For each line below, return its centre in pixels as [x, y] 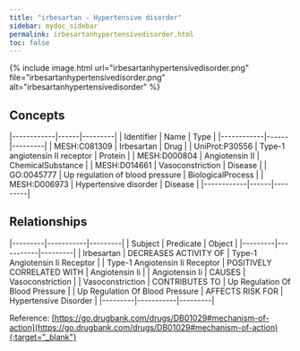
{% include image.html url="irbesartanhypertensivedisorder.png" [129, 68]
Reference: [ [32, 318]
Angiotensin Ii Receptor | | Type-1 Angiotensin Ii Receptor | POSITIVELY [141, 262]
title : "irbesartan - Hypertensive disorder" [95, 17]
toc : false [30, 43]
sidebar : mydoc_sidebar [54, 26]
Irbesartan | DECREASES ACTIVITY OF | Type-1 [170, 253]
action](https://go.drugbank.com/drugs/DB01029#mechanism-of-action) [144, 327]
